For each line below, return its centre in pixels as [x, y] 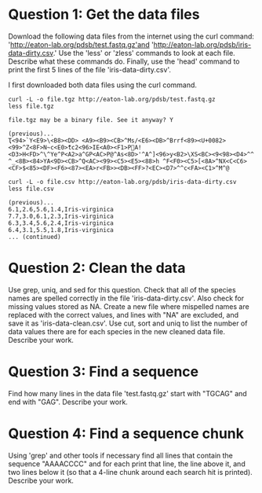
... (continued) [35, 237]
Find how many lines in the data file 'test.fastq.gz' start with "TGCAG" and [127, 393]
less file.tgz [31, 106]
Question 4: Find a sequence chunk [126, 433]
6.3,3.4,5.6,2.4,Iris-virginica [61, 223]
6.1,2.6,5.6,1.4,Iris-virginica [61, 209]
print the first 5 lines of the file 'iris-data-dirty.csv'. [89, 69]
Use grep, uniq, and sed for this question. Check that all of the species [122, 289]
